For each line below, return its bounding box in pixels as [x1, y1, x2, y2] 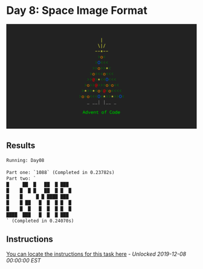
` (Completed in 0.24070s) [6, 218, 74, 224]
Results [6, 140, 36, 151]
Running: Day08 [6, 157, 45, 163]
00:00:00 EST [6, 256, 41, 264]
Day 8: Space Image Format [6, 4, 148, 18]
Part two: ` [6, 175, 36, 181]
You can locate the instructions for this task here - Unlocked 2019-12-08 [6, 250, 186, 258]
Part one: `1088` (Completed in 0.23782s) [6, 169, 115, 175]
